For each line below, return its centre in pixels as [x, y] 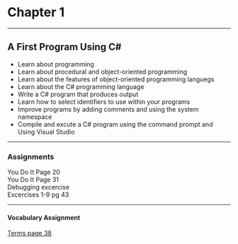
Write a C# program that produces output [78, 94]
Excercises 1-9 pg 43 [38, 194]
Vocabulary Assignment [44, 217]
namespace [35, 117]
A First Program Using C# [64, 47]
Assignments [31, 156]
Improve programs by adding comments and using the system [108, 109]
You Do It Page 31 [33, 180]
